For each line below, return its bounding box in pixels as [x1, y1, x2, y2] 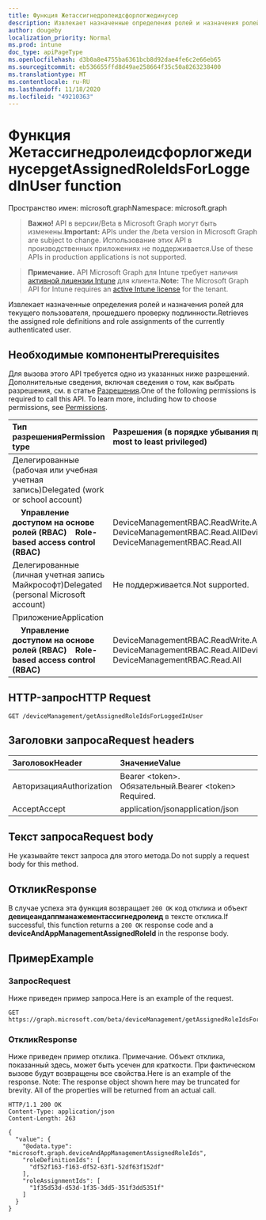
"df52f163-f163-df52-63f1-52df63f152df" [28, 1163, 165, 1172]
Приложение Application [12, 612, 104, 622]
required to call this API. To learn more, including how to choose [8, 394, 218, 404]
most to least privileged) [112, 436, 207, 447]
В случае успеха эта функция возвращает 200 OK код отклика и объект [8, 903, 248, 913]
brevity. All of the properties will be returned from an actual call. [8, 1085, 216, 1095]
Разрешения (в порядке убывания [112, 427, 250, 437]
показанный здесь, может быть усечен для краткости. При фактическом [8, 1060, 256, 1070]
